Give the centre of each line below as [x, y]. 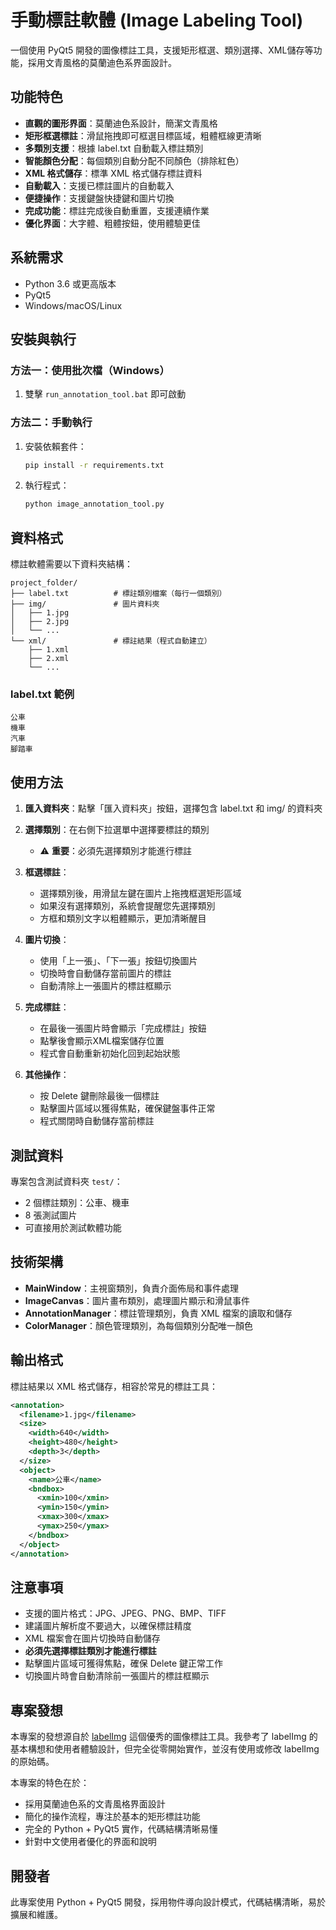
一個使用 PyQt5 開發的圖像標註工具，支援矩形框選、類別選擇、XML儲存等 [162, 50]
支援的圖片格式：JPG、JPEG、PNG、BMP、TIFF [125, 1613]
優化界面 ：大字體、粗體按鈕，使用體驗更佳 [112, 223]
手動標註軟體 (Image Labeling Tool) [157, 20]
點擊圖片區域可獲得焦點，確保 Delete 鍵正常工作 [124, 1663]
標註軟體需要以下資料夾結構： [71, 564]
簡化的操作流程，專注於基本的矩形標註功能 [112, 1817]
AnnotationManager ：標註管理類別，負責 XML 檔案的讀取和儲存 [158, 1313]
